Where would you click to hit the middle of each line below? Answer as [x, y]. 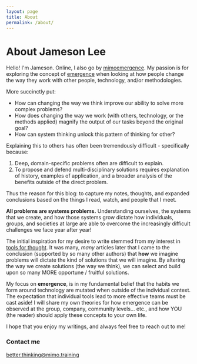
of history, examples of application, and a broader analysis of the [93, 176]
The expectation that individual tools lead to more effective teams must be [96, 296]
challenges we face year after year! [49, 230]
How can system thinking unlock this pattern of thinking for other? [95, 134]
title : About [22, 17]
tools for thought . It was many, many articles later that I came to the [88, 248]
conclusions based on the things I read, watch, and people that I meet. [91, 200]
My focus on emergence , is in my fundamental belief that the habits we [93, 284]
